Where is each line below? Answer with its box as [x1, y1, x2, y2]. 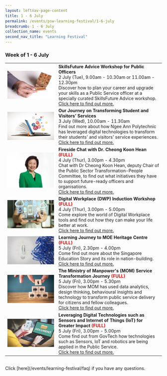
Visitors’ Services [58, 113, 96, 119]
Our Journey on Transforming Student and [58, 108, 149, 114]
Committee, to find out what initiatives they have [58, 173, 157, 179]
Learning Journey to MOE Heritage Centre [58, 234, 148, 240]
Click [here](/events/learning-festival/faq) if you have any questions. [5, 366, 146, 372]
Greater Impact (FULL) [58, 322, 106, 329]
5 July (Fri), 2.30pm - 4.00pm [58, 245, 121, 251]
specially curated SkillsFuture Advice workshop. [58, 95, 157, 102]
